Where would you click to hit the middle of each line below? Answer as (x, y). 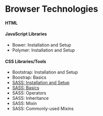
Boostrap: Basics (29, 77)
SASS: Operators (29, 93)
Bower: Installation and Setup (42, 45)
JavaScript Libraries (26, 34)
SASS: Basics (26, 88)
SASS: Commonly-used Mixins (43, 109)
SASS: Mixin (24, 103)
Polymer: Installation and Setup (43, 50)
